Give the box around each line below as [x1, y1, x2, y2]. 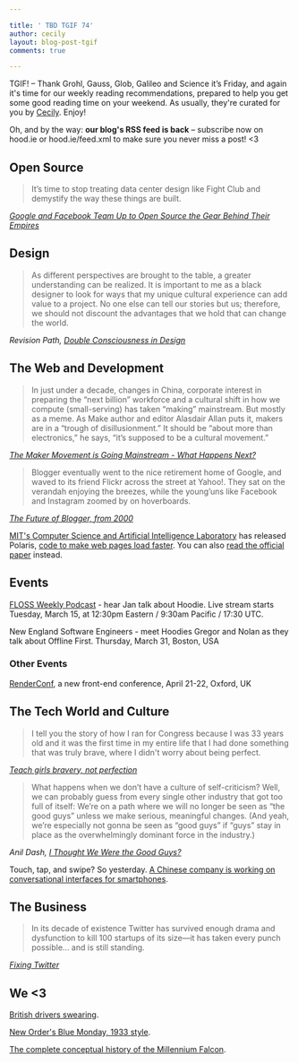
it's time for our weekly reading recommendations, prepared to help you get [9, 88, 289, 99]
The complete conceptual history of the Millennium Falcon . [9, 1044, 226, 1055]
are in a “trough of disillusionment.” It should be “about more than [30, 422, 273, 433]
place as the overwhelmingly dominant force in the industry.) [30, 829, 255, 840]
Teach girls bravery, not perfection [9, 764, 138, 775]
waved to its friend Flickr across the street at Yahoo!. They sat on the [30, 476, 286, 487]
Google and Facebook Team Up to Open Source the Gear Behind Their [9, 211, 270, 221]
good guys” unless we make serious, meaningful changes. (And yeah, [30, 810, 289, 821]
